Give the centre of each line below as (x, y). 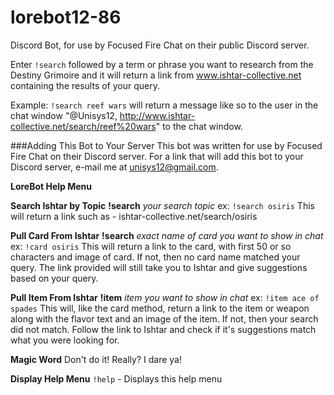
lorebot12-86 (66, 17)
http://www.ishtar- (157, 115)
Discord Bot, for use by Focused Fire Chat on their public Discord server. (160, 45)
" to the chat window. (199, 126)
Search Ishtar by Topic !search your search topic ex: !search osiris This (162, 205)
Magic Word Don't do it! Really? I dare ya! (96, 359)
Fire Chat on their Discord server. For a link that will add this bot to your (157, 156)
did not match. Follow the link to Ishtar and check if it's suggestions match (163, 329)
